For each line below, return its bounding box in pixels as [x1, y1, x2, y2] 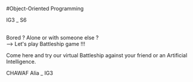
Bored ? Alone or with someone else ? [6, 34, 99, 41]
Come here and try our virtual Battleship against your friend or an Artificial [6, 52, 188, 58]
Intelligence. [6, 58, 37, 65]
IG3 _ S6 [6, 17, 27, 23]
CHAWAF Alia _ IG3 [6, 70, 53, 76]
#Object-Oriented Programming [6, 5, 84, 12]
